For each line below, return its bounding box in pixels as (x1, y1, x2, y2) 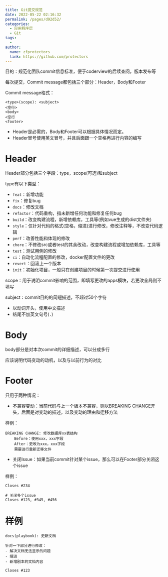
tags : (5, 36, 16, 41)
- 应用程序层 (9, 26, 33, 31)
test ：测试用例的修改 (12, 248, 57, 254)
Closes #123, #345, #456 (5, 498, 57, 503)
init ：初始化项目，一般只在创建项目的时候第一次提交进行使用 (12, 267, 140, 273)
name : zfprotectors (9, 49, 50, 54)
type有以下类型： (5, 181, 41, 187)
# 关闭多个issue (5, 493, 36, 498)
